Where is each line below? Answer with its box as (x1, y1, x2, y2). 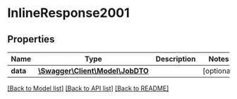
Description (155, 54, 196, 64)
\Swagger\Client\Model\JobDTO (37, 66, 150, 76)
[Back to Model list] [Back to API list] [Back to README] (7, 84, 169, 93)
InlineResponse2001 (7, 5, 130, 21)
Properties (7, 33, 55, 45)
